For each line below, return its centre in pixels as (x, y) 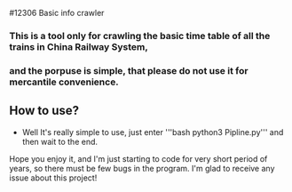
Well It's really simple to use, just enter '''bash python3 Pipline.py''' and (153, 132)
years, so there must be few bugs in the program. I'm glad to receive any (142, 168)
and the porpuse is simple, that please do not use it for (129, 70)
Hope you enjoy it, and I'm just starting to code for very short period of (138, 158)
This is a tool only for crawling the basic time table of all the (140, 36)
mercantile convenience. (64, 82)
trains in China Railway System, (79, 46)
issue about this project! (53, 178)
